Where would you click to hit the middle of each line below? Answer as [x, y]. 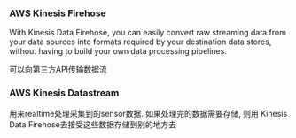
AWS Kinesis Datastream [64, 93]
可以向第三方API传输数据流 [58, 70]
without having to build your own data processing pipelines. [118, 51]
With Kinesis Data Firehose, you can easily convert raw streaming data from [148, 33]
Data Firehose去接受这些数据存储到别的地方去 [93, 124]
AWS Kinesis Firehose [58, 13]
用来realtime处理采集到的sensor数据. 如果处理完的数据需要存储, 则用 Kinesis [148, 113]
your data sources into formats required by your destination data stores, [140, 42]
